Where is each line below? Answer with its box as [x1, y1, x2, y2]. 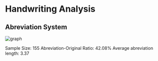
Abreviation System [5, 23, 67, 31]
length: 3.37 [5, 50, 30, 56]
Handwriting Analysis [5, 3, 96, 15]
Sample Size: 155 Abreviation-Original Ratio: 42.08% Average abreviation [5, 45, 154, 51]
